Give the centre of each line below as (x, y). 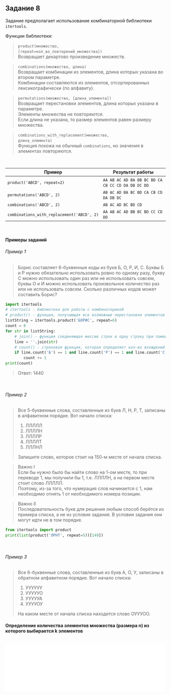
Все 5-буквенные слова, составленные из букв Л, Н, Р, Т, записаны (91, 410)
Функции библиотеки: (29, 36)
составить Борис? (37, 294)
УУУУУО (34, 593)
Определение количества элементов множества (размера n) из (77, 625)
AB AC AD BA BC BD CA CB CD (133, 192)
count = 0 (16, 326)
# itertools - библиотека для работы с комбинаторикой (65, 310)
